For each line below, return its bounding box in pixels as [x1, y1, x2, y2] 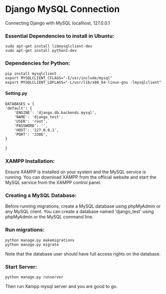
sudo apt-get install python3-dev [5, 48, 77, 53]
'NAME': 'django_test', [14, 114, 64, 119]
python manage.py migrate [5, 242, 59, 247]
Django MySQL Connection [5, 3, 120, 15]
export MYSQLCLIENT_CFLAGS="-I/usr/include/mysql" [5, 75, 113, 80]
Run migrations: [5, 226, 45, 233]
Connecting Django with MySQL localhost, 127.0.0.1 [5, 20, 110, 26]
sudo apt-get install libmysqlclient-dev [5, 44, 93, 49]
